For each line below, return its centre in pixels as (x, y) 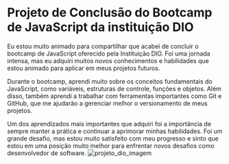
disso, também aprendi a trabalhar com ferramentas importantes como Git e (114, 96)
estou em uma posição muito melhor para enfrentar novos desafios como (111, 145)
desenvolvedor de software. (47, 153)
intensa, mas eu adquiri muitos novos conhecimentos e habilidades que (108, 60)
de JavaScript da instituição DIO (100, 27)
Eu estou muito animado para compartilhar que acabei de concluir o (103, 46)
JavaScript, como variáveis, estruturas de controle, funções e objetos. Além (114, 89)
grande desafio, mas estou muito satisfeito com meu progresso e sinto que (113, 138)
